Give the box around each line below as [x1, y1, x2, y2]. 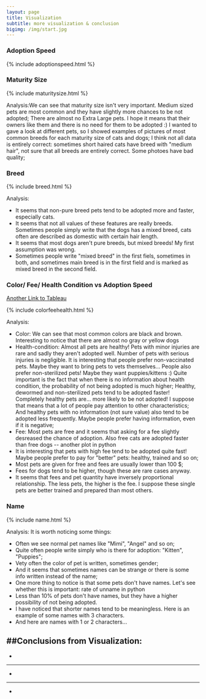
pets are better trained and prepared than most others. [15, 487, 153, 494]
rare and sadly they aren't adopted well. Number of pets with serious [15, 350, 189, 357]
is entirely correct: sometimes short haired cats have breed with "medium [6, 141, 192, 148]
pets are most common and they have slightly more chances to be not [6, 108, 183, 115]
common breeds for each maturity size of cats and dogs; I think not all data [6, 134, 196, 141]
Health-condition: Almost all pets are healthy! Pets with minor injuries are [15, 343, 200, 350]
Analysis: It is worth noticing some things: [6, 528, 112, 535]
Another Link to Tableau [6, 295, 67, 302]
